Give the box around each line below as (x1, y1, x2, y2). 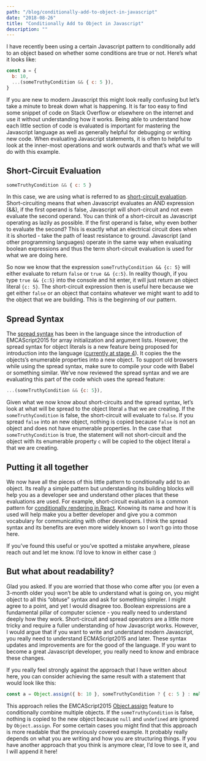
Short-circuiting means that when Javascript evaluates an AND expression (6, 200, 195, 207)
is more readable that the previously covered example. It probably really (6, 728, 188, 735)
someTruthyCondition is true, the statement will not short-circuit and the (6, 431, 186, 439)
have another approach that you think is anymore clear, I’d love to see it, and (6, 741, 199, 748)
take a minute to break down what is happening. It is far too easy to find (6, 102, 188, 110)
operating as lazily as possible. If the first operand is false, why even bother (6, 219, 197, 227)
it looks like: (6, 56, 37, 63)
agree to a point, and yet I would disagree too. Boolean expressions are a (6, 602, 191, 610)
